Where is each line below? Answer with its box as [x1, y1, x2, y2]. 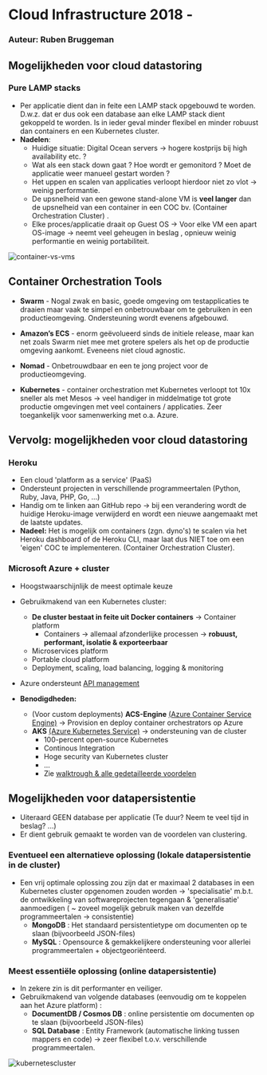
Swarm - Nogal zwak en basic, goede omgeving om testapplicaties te [19, 296, 249, 305]
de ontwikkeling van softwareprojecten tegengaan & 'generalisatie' [19, 895, 240, 904]
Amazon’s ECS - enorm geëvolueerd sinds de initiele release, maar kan [19, 329, 255, 338]
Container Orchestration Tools [8, 275, 163, 289]
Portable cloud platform [31, 654, 110, 664]
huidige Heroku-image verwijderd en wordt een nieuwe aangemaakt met [19, 509, 258, 519]
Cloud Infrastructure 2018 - [8, 6, 194, 24]
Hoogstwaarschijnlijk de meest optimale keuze [19, 581, 173, 591]
